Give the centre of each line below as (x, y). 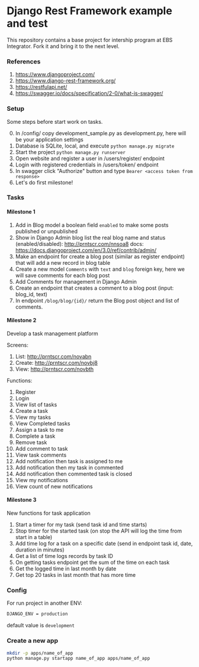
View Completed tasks (43, 423)
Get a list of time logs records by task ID (64, 556)
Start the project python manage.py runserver (70, 152)
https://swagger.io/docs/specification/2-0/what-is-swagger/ (89, 94)
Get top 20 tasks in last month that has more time (75, 575)
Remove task (31, 442)
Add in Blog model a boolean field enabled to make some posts (92, 225)
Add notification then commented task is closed (74, 474)
